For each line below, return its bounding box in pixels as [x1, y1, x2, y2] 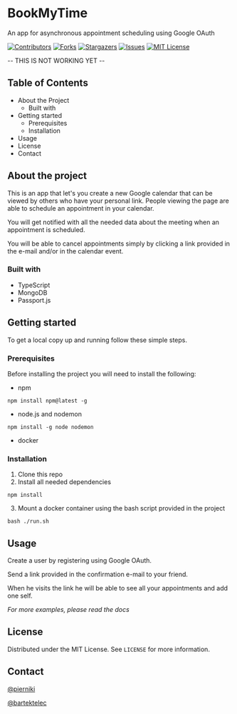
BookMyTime [7, 5, 88, 21]
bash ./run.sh [7, 518, 50, 526]
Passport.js [17, 296, 51, 304]
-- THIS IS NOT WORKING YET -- [7, 56, 105, 65]
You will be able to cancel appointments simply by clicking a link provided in [7, 239, 230, 248]
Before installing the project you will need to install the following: [7, 369, 196, 378]
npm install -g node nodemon [7, 423, 94, 431]
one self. [7, 591, 33, 600]
